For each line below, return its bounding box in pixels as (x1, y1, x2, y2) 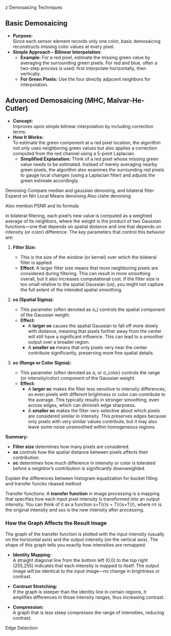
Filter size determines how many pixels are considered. (12, 444, 130, 450)
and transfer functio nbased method (5, 480, 82, 486)
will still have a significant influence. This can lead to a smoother (28, 333, 164, 339)
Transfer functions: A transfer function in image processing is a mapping (5, 490, 160, 497)
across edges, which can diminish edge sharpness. (28, 402, 136, 408)
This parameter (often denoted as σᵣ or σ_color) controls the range (20, 370, 160, 376)
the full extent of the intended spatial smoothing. (20, 286, 123, 292)
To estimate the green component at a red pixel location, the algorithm (12, 139, 161, 145)
